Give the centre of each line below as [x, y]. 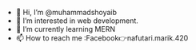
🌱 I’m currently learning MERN [66, 29]
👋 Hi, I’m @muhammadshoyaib [66, 12]
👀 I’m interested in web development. [77, 21]
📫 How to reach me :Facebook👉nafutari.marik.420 [102, 38]
